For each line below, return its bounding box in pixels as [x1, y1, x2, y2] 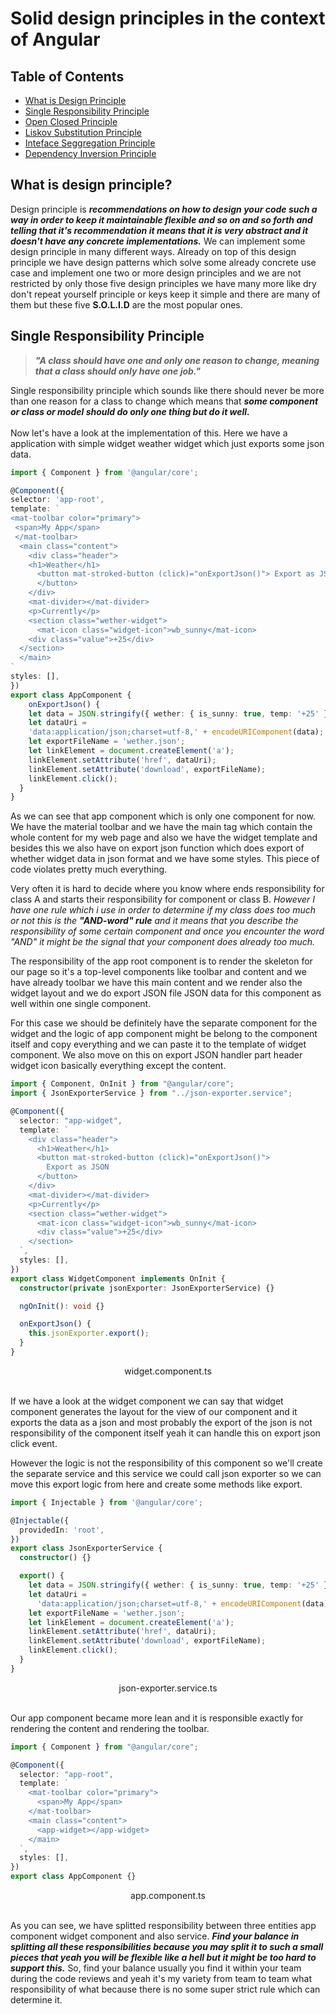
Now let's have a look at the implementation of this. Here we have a [10, 427, 288, 439]
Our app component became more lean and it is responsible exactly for [10, 1712, 304, 1724]
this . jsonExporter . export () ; [28, 1328, 150, 1339]
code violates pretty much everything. [10, 863, 168, 876]
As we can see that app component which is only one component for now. [10, 810, 317, 822]
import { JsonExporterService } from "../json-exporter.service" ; [10, 1088, 293, 1099]
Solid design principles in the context [10, 7, 326, 30]
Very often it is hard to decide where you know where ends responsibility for [10, 883, 325, 895]
